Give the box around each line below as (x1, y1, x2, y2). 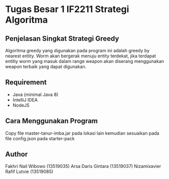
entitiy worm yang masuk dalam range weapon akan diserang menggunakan (5, 58, 164, 64)
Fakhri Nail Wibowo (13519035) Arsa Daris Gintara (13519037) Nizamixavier (5, 163, 161, 169)
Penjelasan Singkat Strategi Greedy (5, 34, 120, 43)
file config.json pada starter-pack (5, 135, 75, 141)
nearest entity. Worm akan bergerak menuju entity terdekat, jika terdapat (5, 53, 156, 59)
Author (5, 150, 28, 159)
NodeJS (12, 102, 30, 108)
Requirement (5, 78, 47, 86)
